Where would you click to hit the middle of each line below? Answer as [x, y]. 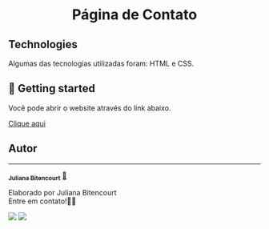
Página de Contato [134, 15]
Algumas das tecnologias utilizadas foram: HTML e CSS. [101, 63]
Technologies [43, 44]
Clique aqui [27, 123]
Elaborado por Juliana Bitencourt [62, 193]
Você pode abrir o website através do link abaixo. [90, 108]
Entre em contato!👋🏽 [42, 201]
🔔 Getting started [52, 88]
